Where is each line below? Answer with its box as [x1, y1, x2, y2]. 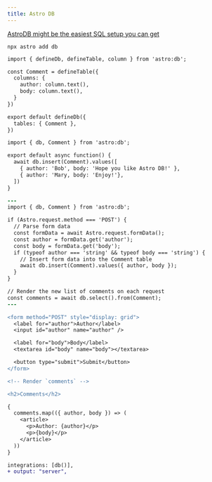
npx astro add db [7, 43, 58, 50]
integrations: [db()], [7, 462, 74, 469]
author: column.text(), [20, 82, 90, 89]
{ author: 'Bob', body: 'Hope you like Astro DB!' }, [20, 165, 180, 172]
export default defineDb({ [7, 113, 86, 120]
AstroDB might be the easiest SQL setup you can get [7, 30, 160, 38]
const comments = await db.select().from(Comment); [7, 294, 161, 301]
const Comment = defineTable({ [7, 68, 99, 75]
